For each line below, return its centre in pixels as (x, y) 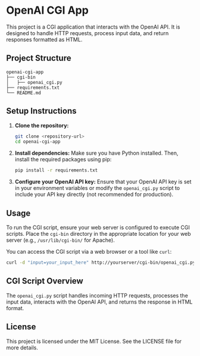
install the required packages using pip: (63, 160)
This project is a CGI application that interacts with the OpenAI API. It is (93, 27)
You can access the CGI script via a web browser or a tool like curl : (89, 252)
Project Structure (39, 58)
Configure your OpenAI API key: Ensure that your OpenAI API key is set (103, 182)
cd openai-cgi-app (37, 142)
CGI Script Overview (45, 281)
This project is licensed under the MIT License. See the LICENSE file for (94, 341)
